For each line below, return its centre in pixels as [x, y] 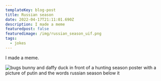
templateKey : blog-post [31, 10]
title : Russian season [29, 15]
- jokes [18, 43]
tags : [11, 39]
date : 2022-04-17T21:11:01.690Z [40, 19]
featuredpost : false [27, 29]
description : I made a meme [35, 24]
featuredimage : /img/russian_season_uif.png [53, 34]
